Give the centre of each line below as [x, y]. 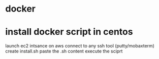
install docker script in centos [69, 32]
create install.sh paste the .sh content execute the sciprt [64, 51]
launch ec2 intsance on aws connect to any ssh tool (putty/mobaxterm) [80, 46]
